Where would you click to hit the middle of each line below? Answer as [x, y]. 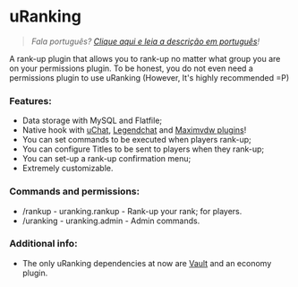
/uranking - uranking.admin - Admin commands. [111, 221]
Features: [30, 100]
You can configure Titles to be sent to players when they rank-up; [143, 149]
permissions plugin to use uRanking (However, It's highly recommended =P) [149, 77]
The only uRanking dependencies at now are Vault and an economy [147, 263]
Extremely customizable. [68, 169]
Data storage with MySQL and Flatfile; [92, 121]
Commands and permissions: [75, 192]
